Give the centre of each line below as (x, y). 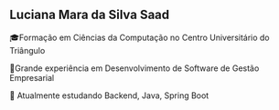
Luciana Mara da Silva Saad (90, 15)
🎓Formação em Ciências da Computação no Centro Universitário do (139, 37)
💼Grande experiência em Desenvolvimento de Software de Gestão (134, 68)
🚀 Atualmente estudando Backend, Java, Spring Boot (109, 95)
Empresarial (32, 77)
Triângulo (27, 50)
